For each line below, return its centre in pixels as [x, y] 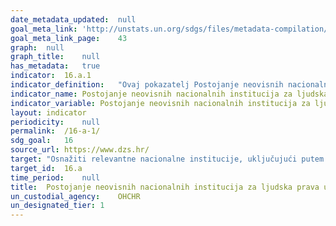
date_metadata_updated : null [73, 19]
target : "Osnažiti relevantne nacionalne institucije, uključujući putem [167, 159]
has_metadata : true [55, 66]
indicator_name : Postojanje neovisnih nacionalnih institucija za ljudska [169, 94]
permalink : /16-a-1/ [55, 131]
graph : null [37, 47]
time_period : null [55, 177]
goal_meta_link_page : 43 [69, 38]
